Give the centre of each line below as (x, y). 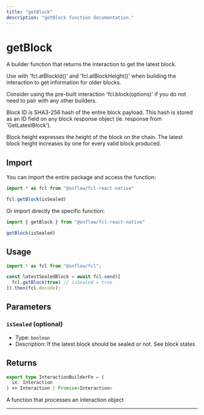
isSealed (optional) (35, 324)
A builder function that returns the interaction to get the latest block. (91, 64)
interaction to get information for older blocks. (64, 83)
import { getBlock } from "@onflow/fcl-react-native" (76, 222)
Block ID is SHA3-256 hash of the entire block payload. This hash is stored (100, 112)
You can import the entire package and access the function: (81, 177)
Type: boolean (32, 337)
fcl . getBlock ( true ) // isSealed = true (62, 283)
